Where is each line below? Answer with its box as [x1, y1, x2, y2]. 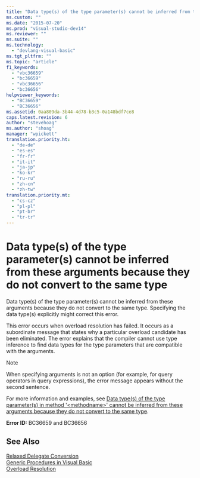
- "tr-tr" [11, 215, 36, 220]
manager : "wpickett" [6, 131, 58, 137]
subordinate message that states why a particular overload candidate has [6, 328, 186, 335]
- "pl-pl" [11, 203, 36, 209]
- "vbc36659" [11, 70, 44, 76]
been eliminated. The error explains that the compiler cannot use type [6, 335, 177, 342]
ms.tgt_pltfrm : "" [6, 53, 52, 59]
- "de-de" [11, 142, 36, 148]
